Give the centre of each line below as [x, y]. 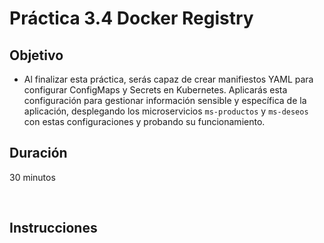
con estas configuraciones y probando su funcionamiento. [144, 121]
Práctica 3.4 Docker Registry [131, 18]
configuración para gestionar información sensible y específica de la [165, 100]
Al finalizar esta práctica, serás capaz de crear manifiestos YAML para [168, 79]
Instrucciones [53, 228]
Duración [38, 153]
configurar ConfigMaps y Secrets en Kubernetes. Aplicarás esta [155, 90]
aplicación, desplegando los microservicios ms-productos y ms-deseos [166, 111]
